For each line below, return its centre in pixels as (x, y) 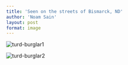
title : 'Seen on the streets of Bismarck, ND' (65, 11)
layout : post (22, 22)
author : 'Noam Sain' (32, 17)
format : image (24, 28)
